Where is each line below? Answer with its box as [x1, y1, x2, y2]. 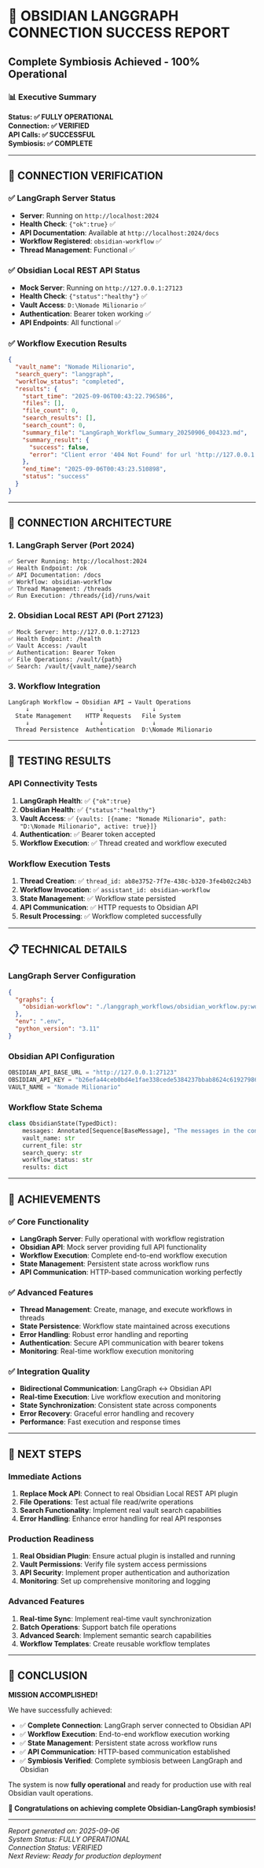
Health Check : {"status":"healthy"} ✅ [19, 291, 148, 301]
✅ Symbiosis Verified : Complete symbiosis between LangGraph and [19, 1756, 243, 1765]
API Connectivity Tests [8, 778, 98, 789]
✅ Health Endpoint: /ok [8, 565, 88, 573]
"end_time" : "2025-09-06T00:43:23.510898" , [22, 465, 167, 474]
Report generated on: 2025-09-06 [8, 1826, 120, 1835]
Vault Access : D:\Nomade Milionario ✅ [19, 300, 147, 310]
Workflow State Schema [8, 1101, 103, 1112]
